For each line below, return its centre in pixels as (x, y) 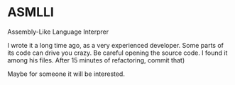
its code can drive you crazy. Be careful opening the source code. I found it (117, 53)
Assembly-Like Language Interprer (58, 32)
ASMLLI (31, 12)
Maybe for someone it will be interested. (66, 74)
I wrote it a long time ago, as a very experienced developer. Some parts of (115, 45)
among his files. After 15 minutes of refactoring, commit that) (96, 60)
